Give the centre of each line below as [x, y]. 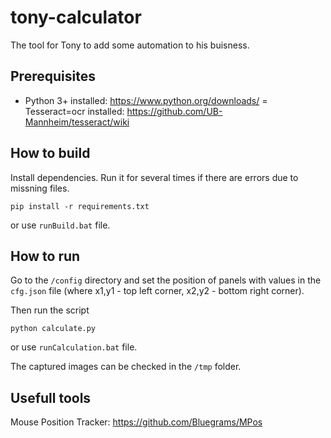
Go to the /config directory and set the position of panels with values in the [166, 280]
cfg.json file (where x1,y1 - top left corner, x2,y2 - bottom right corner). [157, 291]
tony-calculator [76, 17]
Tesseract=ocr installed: [74, 111]
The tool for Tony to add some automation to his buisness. [130, 45]
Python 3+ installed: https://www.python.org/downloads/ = [146, 100]
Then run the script [50, 310]
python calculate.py [53, 329]
